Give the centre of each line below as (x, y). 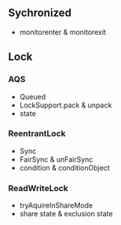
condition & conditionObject (64, 167)
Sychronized (40, 13)
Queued (32, 96)
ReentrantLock (37, 133)
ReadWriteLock (38, 188)
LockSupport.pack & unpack (66, 105)
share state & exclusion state (66, 214)
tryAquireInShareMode (56, 205)
